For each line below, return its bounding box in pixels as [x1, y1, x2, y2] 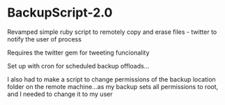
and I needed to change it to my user [7, 90, 113, 98]
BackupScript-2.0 [7, 5, 113, 21]
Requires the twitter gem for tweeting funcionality [7, 48, 150, 57]
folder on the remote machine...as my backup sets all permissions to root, [7, 82, 219, 90]
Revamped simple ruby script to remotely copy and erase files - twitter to [7, 28, 217, 36]
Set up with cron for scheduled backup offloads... [7, 61, 150, 70]
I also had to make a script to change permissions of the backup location [7, 75, 216, 84]
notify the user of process [7, 35, 82, 43]
